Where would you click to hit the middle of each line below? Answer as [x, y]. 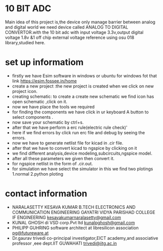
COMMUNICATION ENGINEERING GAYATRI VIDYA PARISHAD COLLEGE [84, 212]
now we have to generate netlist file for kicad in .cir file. [68, 143]
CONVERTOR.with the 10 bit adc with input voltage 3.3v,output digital [74, 32]
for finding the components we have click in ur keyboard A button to [80, 112]
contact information [46, 194]
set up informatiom [44, 63]
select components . [33, 117]
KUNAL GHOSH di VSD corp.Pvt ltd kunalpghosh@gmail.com [73, 222]
